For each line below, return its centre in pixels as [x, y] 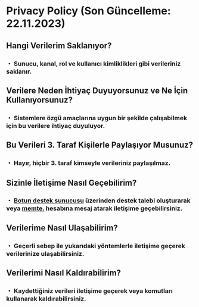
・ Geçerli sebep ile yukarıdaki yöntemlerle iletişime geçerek [96, 246]
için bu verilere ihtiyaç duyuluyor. [56, 126]
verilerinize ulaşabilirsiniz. [45, 253]
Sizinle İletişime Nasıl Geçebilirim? [71, 183]
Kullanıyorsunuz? [40, 100]
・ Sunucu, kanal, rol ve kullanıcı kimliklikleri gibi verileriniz [94, 64]
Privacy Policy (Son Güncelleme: [88, 11]
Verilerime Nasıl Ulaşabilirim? [62, 228]
